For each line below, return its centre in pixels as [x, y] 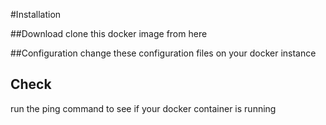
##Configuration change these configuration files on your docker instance [163, 53]
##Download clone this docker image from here [109, 33]
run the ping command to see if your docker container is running [143, 108]
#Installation [36, 14]
